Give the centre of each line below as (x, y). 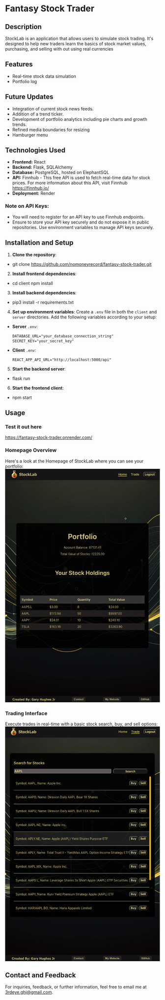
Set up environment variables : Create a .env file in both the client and (84, 312)
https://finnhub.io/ (30, 188)
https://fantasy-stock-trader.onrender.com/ (49, 437)
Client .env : (24, 350)
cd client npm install (32, 283)
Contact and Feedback (41, 975)
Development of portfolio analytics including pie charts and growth (80, 119)
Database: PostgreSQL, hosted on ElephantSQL (61, 172)
